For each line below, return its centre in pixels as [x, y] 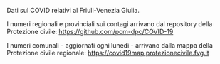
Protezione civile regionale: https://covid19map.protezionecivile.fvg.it [108, 53]
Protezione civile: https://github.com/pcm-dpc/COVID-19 [90, 32]
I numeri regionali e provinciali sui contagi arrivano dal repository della [110, 24]
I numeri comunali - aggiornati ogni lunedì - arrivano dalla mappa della [110, 45]
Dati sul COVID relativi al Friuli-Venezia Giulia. [73, 10]
